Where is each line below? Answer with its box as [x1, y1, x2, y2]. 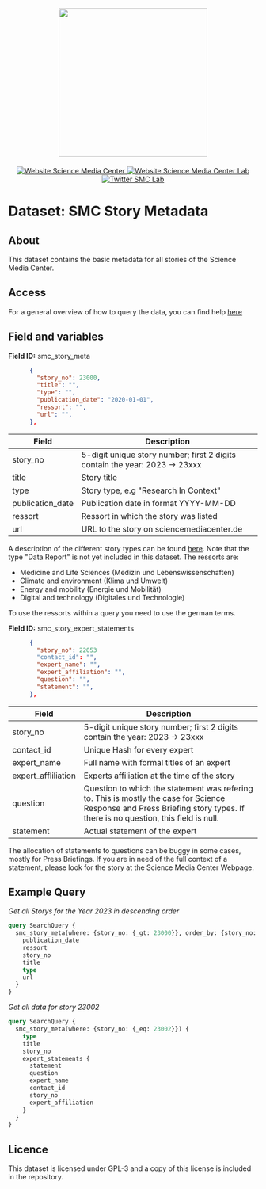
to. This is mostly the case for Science [83, 792, 226, 803]
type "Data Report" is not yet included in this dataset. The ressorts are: [8, 552, 239, 562]
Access [8, 286, 46, 299]
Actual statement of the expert [83, 825, 197, 836]
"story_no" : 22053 [36, 646, 97, 654]
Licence [8, 1142, 49, 1156]
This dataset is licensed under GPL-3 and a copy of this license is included [8, 1164, 252, 1173]
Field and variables [8, 330, 104, 344]
